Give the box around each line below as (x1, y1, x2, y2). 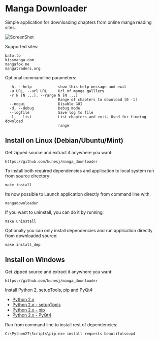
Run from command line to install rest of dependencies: (5, 321, 118, 328)
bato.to (5, 53, 21, 58)
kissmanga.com (5, 57, 34, 62)
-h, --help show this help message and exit (9, 84, 127, 89)
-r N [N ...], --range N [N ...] (9, 93, 78, 98)
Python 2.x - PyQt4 (12, 312, 52, 318)
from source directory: (5, 173, 51, 179)
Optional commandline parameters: (5, 74, 77, 80)
